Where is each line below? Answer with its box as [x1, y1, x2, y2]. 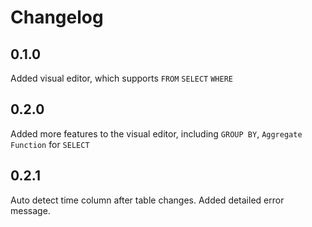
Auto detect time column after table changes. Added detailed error [10, 194, 285, 206]
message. [10, 204, 51, 216]
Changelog [10, 6, 104, 29]
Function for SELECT [10, 138, 90, 150]
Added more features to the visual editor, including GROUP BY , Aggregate [10, 127, 303, 140]
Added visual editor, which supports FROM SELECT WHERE [10, 72, 233, 84]
